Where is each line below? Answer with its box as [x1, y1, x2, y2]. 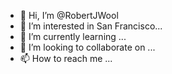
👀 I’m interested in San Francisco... [19, 20, 163, 32]
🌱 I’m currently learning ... [19, 31, 127, 42]
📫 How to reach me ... [19, 53, 113, 64]
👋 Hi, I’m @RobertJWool [19, 10, 119, 21]
